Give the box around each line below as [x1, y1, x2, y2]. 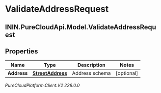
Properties [5, 47, 38, 55]
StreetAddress [32, 70, 68, 77]
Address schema [72, 70, 111, 77]
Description [77, 62, 106, 69]
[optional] [115, 70, 138, 77]
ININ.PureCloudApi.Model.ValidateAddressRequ [5, 23, 156, 31]
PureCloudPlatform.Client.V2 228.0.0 [5, 82, 80, 89]
